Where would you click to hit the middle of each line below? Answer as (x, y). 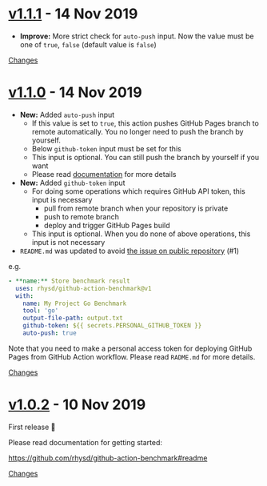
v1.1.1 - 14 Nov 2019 (73, 14)
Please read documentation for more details (104, 174)
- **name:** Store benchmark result (69, 281)
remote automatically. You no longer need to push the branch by (137, 131)
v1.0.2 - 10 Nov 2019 (77, 405)
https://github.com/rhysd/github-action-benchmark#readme (108, 458)
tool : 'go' (41, 311)
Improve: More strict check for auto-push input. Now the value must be (137, 36)
